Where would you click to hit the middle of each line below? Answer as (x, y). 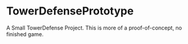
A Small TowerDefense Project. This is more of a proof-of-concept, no (94, 28)
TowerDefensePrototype (70, 11)
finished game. (25, 34)
